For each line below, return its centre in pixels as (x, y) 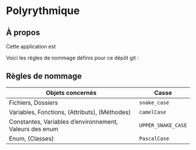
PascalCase (154, 138)
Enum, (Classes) (32, 138)
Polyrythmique (43, 11)
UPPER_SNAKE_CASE (163, 125)
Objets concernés (71, 93)
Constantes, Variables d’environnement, (64, 121)
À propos (23, 33)
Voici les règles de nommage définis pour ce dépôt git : (72, 58)
